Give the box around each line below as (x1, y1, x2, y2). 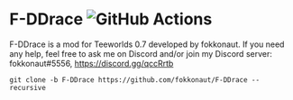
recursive (9, 83, 47, 92)
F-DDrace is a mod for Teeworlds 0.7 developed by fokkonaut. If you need (9, 39, 285, 50)
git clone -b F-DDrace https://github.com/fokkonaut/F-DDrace (9, 75, 248, 85)
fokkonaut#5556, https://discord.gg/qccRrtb (9, 58, 174, 68)
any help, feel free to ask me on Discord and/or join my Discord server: (9, 48, 272, 59)
